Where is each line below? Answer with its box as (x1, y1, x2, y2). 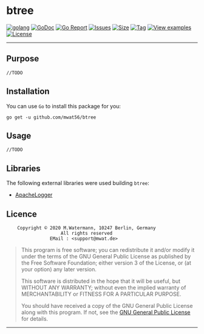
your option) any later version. (21, 266, 97, 273)
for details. (21, 315, 49, 322)
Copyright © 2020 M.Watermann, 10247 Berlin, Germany (17, 225, 156, 231)
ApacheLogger (15, 191, 53, 198)
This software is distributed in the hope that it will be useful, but (21, 277, 181, 285)
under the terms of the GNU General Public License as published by (21, 253, 191, 260)
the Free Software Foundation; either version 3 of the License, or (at (21, 259, 191, 266)
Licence (6, 209, 38, 219)
